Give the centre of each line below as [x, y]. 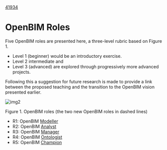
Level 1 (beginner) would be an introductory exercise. [67, 56]
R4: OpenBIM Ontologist [37, 137]
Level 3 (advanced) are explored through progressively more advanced [85, 66]
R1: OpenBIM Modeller [35, 121]
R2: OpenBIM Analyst [34, 126]
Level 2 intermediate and [38, 61]
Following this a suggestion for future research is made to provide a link [79, 81]
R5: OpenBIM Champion [37, 142]
